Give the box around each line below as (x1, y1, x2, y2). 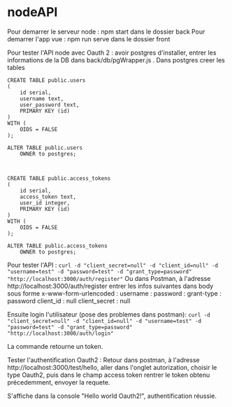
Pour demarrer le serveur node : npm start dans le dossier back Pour (7, 27, 205, 36)
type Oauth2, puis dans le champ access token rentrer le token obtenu (7, 371, 210, 379)
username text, (20, 95, 64, 102)
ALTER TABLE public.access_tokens (7, 242, 108, 249)
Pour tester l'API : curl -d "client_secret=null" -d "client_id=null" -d (7, 261, 219, 269)
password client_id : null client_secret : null (7, 296, 131, 305)
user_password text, (20, 101, 80, 109)
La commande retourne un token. (7, 342, 103, 350)
